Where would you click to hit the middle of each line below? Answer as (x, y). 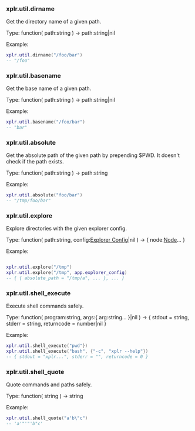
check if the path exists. (35, 162)
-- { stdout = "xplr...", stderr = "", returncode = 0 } (77, 357)
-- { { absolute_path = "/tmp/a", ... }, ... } (65, 278)
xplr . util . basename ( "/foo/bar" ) (46, 122)
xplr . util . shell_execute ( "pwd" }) (47, 346)
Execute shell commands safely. (45, 306)
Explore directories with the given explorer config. (67, 229)
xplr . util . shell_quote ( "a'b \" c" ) (47, 418)
